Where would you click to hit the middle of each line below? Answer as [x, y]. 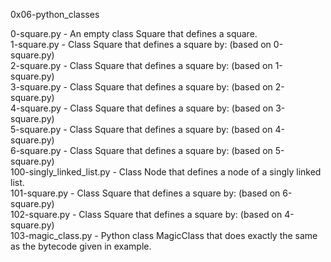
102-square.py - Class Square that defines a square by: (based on [146, 214]
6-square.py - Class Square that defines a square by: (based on [141, 150]
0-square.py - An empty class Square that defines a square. [134, 33]
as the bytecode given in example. [81, 246]
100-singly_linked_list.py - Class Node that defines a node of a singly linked [166, 172]
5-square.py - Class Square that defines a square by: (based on [141, 129]
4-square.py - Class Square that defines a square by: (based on [142, 108]
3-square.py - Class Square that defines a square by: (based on [141, 87]
